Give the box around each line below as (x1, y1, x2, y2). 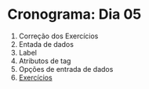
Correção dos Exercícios (18, 31, 99, 41)
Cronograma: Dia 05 (7, 5, 142, 23)
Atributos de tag (18, 56, 71, 66)
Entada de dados (18, 39, 74, 48)
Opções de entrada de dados (18, 64, 114, 73)
